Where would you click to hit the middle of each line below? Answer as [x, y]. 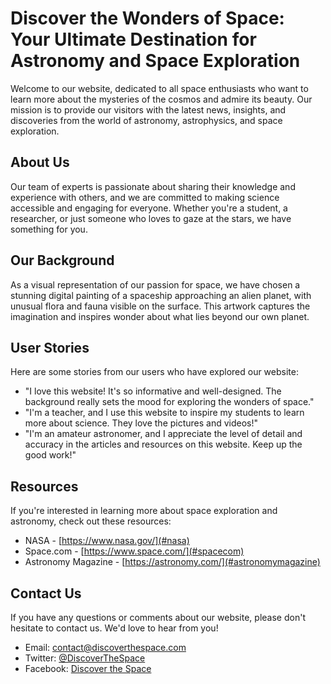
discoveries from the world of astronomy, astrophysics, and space [146, 120]
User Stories [50, 347]
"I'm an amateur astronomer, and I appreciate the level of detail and [163, 434]
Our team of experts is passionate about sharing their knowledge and [153, 186]
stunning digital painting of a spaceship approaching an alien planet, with [161, 295]
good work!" [50, 455]
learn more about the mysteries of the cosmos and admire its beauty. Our [161, 99]
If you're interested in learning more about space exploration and [144, 511]
